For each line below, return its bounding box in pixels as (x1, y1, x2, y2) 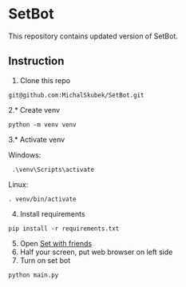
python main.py (8, 271, 59, 279)
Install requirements (19, 209, 85, 218)
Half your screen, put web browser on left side (19, 247, 173, 257)
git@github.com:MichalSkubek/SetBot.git (8, 91, 145, 99)
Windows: (8, 149, 42, 160)
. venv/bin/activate (8, 195, 77, 203)
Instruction (8, 54, 65, 68)
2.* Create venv (8, 105, 61, 114)
